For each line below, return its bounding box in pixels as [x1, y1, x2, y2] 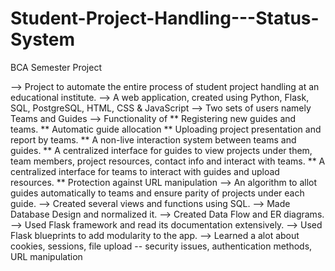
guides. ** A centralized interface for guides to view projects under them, [10, 144, 313, 156]
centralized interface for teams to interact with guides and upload [10, 165, 280, 177]
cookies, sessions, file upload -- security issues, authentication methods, [10, 240, 313, 252]
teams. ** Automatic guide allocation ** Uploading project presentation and [10, 123, 322, 135]
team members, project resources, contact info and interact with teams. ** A [10, 155, 326, 167]
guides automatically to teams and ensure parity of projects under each [10, 187, 305, 199]
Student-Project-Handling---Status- [10, 7, 320, 30]
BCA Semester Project [10, 61, 102, 73]
